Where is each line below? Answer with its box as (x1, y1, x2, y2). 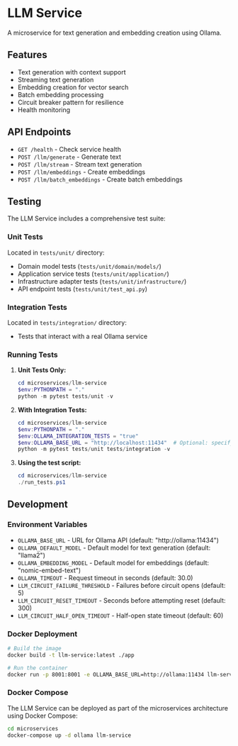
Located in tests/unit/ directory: (7, 248, 105, 257)
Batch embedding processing (17, 90, 104, 99)
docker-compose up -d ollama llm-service (7, 732, 132, 739)
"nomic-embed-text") (17, 566, 81, 574)
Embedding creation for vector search (17, 83, 129, 91)
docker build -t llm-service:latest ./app (7, 651, 135, 659)
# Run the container (7, 664, 69, 672)
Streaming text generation (17, 75, 94, 84)
